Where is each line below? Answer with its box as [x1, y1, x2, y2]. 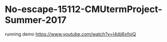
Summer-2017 [5, 14, 67, 26]
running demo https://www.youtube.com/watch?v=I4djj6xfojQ [5, 31, 136, 37]
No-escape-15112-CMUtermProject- [5, 4, 162, 15]
